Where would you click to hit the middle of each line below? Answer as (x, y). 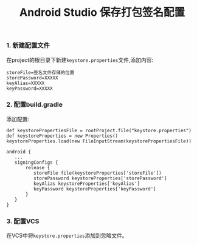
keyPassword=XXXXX (29, 89)
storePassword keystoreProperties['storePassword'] (100, 178)
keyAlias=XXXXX (26, 83)
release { (38, 167)
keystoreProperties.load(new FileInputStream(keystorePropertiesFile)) (99, 141)
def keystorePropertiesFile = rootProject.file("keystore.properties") (99, 130)
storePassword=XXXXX (33, 78)
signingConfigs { (36, 162)
